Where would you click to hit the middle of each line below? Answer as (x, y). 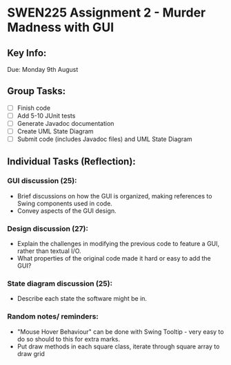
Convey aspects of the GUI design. (67, 210)
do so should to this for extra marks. (69, 339)
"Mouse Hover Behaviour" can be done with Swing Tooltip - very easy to (120, 331)
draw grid (31, 353)
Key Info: (27, 53)
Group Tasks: (37, 91)
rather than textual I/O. (49, 251)
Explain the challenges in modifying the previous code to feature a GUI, (118, 244)
